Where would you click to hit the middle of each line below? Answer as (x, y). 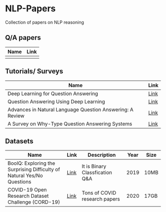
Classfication (97, 173)
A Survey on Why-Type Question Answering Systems (70, 124)
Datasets (19, 141)
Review (16, 115)
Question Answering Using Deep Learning (56, 102)
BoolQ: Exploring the (31, 163)
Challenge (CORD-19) (34, 202)
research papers (101, 199)
